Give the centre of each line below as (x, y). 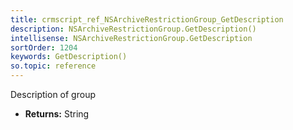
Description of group (53, 94)
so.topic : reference (53, 66)
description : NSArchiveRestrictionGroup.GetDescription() (133, 29)
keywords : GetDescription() (69, 57)
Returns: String (57, 114)
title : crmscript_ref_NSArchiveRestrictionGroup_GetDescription (147, 19)
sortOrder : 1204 (44, 47)
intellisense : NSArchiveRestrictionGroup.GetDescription (131, 38)
